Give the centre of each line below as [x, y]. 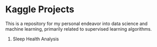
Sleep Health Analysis [36, 39]
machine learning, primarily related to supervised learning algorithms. [78, 29]
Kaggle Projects [40, 9]
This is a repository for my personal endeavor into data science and [76, 24]
